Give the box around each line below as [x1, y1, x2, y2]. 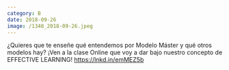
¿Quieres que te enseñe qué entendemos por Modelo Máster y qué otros [7, 41, 212, 50]
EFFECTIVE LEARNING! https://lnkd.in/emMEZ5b [7, 56, 144, 64]
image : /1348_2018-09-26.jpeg [7, 22, 94, 29]
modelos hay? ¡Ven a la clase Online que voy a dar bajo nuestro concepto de [7, 48, 223, 56]
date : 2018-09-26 [7, 16, 57, 23]
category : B [7, 10, 41, 17]
